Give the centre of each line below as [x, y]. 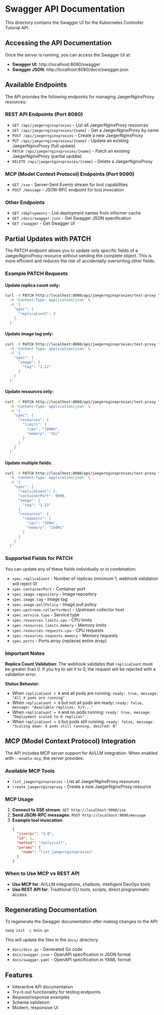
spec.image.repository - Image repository [54, 594]
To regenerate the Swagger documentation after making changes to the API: [82, 922]
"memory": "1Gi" [43, 434]
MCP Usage [19, 799]
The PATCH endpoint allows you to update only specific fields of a [72, 250]
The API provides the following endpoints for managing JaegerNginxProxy [80, 97]
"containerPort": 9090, [42, 496]
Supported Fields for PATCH [39, 559]
